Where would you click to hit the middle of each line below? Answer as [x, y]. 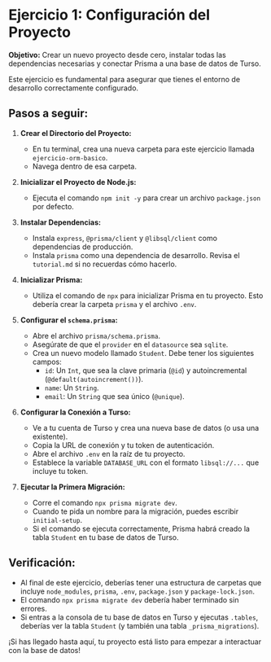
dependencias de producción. [83, 247]
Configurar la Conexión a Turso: [75, 412]
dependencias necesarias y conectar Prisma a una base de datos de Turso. [135, 64]
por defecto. [53, 206]
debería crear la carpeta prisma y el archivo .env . [114, 304]
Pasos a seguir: [48, 114]
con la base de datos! [45, 650]
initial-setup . [57, 520]
